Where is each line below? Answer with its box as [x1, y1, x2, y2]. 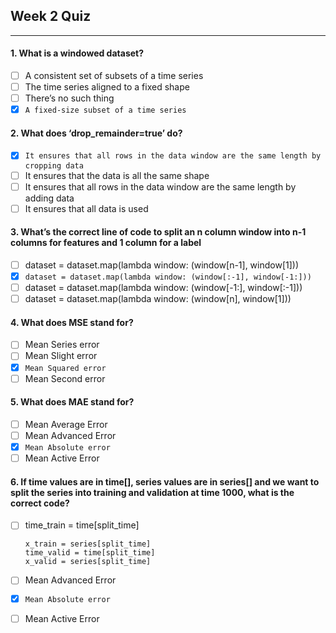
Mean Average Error [24, 418, 108, 430]
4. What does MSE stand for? [10, 316, 134, 328]
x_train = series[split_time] [24, 539, 152, 549]
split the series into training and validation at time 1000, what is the [10, 486, 295, 498]
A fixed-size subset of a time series [24, 105, 187, 116]
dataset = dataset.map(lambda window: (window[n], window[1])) [24, 293, 292, 305]
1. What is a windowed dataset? [10, 47, 145, 59]
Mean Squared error [24, 363, 107, 373]
